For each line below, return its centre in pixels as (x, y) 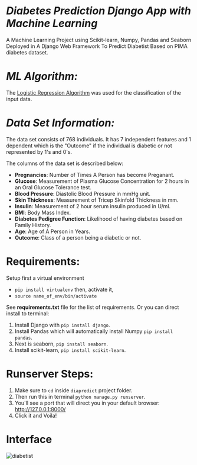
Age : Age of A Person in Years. (52, 231)
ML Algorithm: (42, 77)
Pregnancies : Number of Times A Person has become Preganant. (95, 175)
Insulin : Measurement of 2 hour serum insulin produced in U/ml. (93, 206)
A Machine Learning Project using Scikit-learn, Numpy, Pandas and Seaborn (99, 40)
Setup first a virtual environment (45, 278)
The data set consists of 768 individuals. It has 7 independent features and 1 (99, 139)
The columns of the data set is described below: (65, 163)
